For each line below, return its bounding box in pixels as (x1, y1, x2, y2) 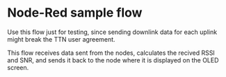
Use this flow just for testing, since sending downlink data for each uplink (7, 28, 218, 36)
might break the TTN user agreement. (7, 35, 116, 43)
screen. (7, 63, 29, 71)
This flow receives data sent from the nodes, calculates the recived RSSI (7, 49, 216, 57)
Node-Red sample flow (7, 5, 143, 21)
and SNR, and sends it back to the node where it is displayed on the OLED (7, 55, 219, 64)
